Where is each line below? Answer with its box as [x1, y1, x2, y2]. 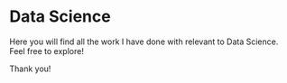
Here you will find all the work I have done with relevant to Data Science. [9, 36, 279, 47]
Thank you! [9, 63, 51, 74]
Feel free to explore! [9, 45, 84, 56]
